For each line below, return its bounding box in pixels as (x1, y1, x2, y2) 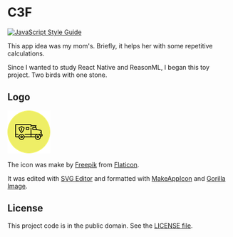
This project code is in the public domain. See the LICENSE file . (7, 221, 193, 230)
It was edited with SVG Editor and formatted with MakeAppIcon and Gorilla (7, 174, 226, 182)
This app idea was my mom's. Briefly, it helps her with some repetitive (7, 41, 213, 50)
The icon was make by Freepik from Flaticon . (7, 160, 140, 169)
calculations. (7, 49, 45, 58)
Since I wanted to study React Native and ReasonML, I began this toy (7, 63, 210, 71)
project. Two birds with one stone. (7, 70, 108, 79)
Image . (7, 181, 28, 190)
